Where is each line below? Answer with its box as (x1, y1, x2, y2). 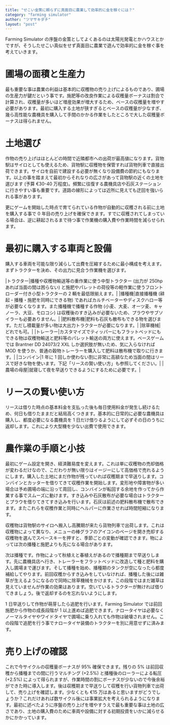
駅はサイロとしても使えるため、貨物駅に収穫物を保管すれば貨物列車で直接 (5, 162, 160, 168)
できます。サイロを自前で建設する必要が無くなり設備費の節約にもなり (9, 168, 156, 174)
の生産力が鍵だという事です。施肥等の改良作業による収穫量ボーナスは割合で (5, 92, 164, 99)
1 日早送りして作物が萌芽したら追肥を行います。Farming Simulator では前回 (5, 601, 162, 607)
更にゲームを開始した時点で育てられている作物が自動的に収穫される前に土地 (5, 204, 165, 211)
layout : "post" (5, 21, 37, 27)
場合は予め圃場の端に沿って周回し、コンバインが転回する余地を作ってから (5, 486, 160, 492)
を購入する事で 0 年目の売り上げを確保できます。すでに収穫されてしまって (5, 211, 160, 217)
